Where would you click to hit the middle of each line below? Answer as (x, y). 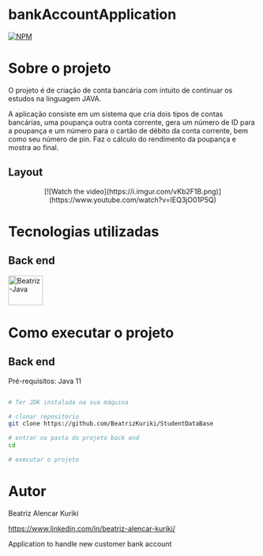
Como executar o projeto (91, 332)
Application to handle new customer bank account (90, 543)
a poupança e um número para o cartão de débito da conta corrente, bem (128, 130)
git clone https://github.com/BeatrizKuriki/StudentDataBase (111, 424)
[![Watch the (64, 191)
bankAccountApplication (92, 15)
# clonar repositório (44, 416)
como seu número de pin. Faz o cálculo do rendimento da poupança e (122, 139)
